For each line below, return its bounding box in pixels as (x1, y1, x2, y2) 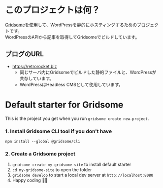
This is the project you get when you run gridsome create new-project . (5, 115, 149, 121)
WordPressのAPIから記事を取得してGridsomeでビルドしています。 (5, 34, 140, 40)
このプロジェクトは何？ (5, 4, 100, 16)
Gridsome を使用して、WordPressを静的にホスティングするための (5, 22, 137, 28)
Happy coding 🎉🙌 (12, 177, 48, 183)
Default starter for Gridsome (5, 99, 124, 110)
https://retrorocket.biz (12, 63, 57, 69)
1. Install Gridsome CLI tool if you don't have (5, 128, 112, 135)
